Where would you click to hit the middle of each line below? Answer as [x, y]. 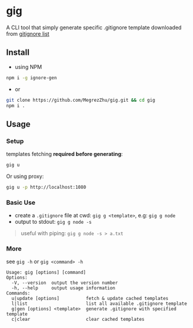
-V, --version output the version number [65, 283]
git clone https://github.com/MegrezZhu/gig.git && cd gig [81, 100]
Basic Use [21, 202]
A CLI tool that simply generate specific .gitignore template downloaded [94, 27]
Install [18, 53]
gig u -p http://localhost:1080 [46, 187]
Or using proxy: [25, 176]
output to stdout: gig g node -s [53, 222]
